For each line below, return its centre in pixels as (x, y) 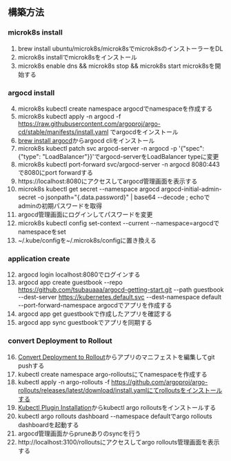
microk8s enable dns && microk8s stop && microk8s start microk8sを (116, 66)
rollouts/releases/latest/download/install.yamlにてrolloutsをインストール (120, 390)
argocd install (31, 93)
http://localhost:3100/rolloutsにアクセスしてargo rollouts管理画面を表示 (119, 442)
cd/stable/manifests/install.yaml (63, 132)
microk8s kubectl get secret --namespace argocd (89, 189)
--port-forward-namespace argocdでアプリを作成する (95, 305)
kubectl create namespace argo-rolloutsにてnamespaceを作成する (112, 374)
